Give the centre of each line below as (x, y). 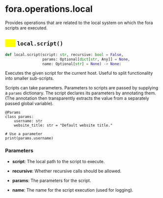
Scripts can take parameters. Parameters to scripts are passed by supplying (82, 88)
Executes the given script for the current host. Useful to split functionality (79, 73)
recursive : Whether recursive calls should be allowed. (67, 171)
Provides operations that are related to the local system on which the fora (79, 23)
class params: (20, 117)
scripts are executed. (26, 28)
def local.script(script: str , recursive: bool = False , (64, 55)
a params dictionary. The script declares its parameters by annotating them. (81, 93)
